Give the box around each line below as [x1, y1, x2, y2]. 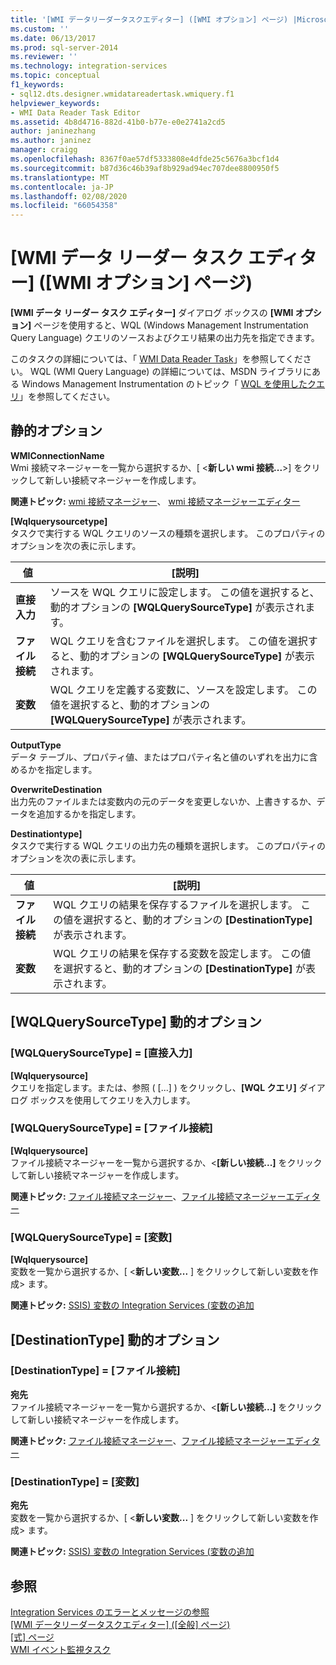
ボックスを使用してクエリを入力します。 [29, 1094, 196, 1106]
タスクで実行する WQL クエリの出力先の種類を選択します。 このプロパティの [10, 839, 326, 851]
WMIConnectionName [10, 449, 105, 461]
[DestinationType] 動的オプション [10, 1331, 220, 1348]
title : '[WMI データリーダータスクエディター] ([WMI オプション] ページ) [10, 14, 289, 25]
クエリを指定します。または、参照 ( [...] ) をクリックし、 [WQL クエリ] [10, 1081, 297, 1093]
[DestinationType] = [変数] [10, 1474, 140, 1488]
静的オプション [10, 422, 103, 440]
